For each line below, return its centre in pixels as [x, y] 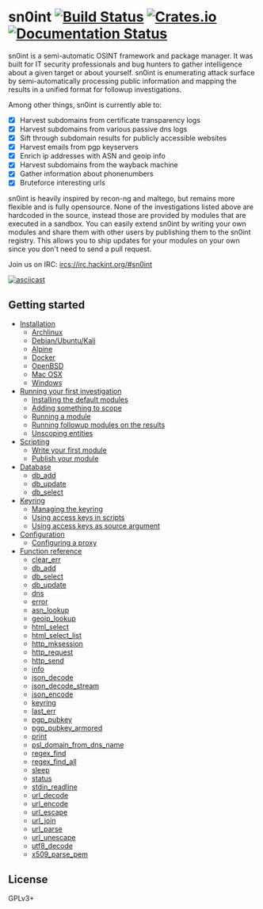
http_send [48, 661]
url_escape [50, 812]
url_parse [47, 829]
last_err [44, 711]
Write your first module [69, 450]
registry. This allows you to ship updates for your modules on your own [124, 241]
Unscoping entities [62, 433]
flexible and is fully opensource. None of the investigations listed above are [131, 207]
